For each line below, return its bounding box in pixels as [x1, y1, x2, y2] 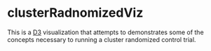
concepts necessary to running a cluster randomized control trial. [7, 35, 196, 43]
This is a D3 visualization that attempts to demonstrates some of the [7, 28, 205, 36]
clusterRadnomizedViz [7, 5, 144, 21]
